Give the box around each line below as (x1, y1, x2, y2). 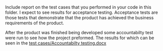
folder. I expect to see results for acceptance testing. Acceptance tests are (5, 9, 158, 15)
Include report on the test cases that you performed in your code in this (5, 4, 152, 10)
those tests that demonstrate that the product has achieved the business (5, 15, 154, 20)
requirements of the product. (5, 20, 65, 26)
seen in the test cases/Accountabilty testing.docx (5, 40, 107, 46)
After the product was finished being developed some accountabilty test (5, 30, 154, 35)
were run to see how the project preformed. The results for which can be (5, 35, 155, 41)
